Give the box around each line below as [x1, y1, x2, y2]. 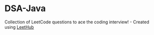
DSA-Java [4, 3, 46, 14]
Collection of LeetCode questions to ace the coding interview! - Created [4, 19, 150, 25]
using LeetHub [4, 24, 34, 30]
